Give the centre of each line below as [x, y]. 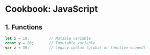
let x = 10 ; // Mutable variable [48, 38]
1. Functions [24, 27]
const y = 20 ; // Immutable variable [50, 43]
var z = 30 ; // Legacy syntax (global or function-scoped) [75, 48]
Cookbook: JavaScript [51, 9]
